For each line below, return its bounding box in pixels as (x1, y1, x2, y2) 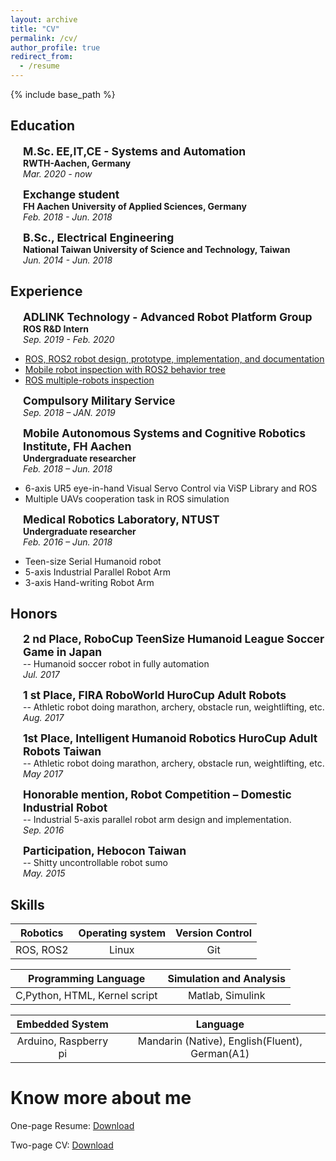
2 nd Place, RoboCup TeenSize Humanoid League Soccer (23, 632, 325, 646)
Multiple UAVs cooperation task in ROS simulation (24, 492, 230, 505)
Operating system (78, 926, 167, 940)
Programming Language (28, 972, 146, 986)
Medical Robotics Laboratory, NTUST (23, 512, 220, 526)
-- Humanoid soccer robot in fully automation (23, 658, 210, 670)
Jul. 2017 (23, 669, 60, 681)
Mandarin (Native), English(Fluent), (137, 1034, 303, 1048)
